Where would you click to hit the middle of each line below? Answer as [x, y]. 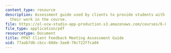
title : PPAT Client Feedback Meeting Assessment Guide [65, 38]
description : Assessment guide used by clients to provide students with [85, 15]
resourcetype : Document [31, 33]
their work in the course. [38, 19]
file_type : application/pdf [35, 29]
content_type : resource [31, 10]
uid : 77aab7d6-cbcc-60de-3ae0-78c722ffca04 [52, 43]
